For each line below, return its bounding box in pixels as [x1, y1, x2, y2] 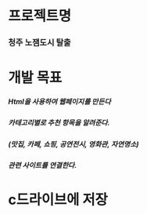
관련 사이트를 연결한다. [8, 161, 77, 170]
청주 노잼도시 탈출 [8, 37, 72, 48]
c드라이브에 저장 [8, 191, 108, 209]
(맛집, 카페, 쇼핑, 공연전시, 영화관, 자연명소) [8, 139, 139, 149]
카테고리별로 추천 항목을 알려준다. [8, 118, 110, 128]
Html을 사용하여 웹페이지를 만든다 [8, 96, 111, 106]
